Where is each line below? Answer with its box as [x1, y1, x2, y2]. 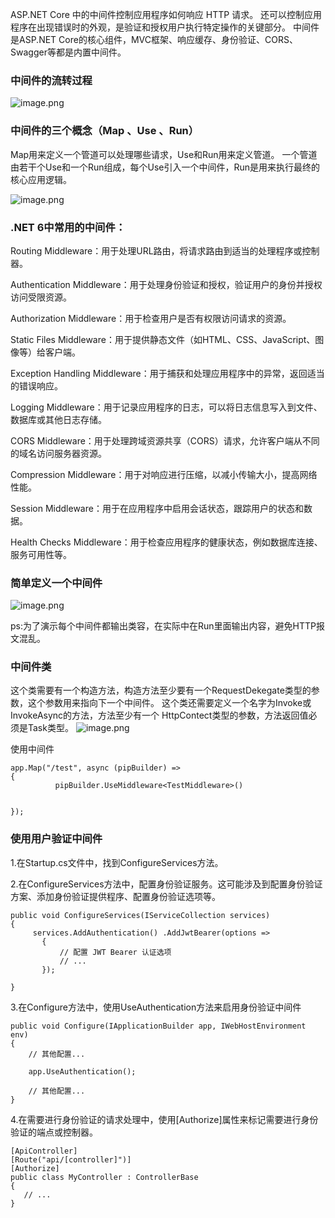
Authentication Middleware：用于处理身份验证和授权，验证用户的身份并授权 [10, 278, 323, 290]
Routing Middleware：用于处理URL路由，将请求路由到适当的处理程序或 [10, 244, 303, 257]
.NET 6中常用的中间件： [10, 220, 127, 234]
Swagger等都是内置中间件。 [10, 46, 127, 58]
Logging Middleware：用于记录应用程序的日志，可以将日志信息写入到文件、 [10, 401, 323, 413]
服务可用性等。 [10, 548, 72, 560]
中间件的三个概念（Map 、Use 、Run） [10, 124, 200, 138]
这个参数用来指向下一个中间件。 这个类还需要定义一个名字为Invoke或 [27, 697, 312, 709]
